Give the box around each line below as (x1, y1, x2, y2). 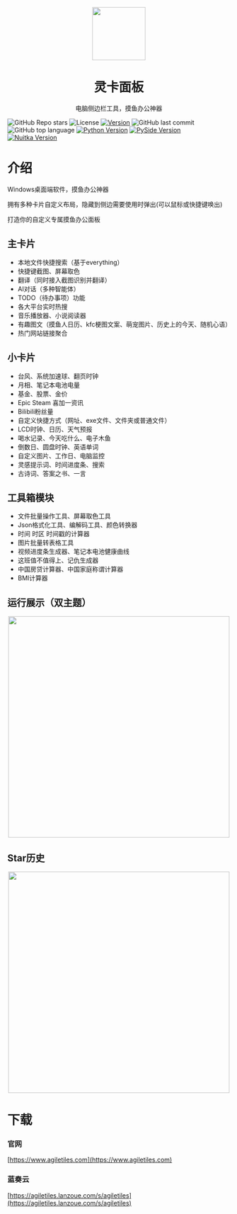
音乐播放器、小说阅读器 (17, 311, 86, 319)
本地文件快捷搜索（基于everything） (17, 258, 124, 266)
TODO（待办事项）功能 (17, 293, 86, 302)
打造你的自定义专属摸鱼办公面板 (7, 215, 100, 223)
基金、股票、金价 (17, 390, 68, 398)
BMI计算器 (17, 574, 48, 582)
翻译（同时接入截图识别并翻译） (17, 276, 111, 284)
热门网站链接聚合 (17, 329, 68, 337)
